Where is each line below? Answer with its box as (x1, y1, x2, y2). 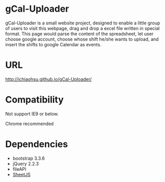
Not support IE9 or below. (5, 110, 59, 117)
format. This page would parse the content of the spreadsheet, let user (5, 31, 154, 37)
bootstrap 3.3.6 (12, 155, 45, 161)
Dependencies (5, 138, 68, 150)
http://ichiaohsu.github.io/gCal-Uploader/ (5, 76, 92, 82)
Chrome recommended (5, 120, 54, 127)
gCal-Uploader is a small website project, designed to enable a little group (5, 20, 160, 26)
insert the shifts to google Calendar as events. (5, 41, 102, 47)
